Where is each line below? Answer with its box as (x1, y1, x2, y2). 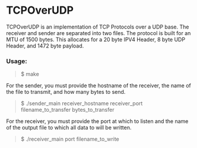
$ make (20, 71, 40, 78)
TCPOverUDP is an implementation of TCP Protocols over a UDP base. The (6, 23, 189, 30)
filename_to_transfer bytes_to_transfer (20, 106, 115, 114)
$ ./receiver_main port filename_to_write (20, 136, 120, 143)
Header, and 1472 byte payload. (6, 42, 84, 49)
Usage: (6, 57, 28, 65)
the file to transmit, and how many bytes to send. (6, 89, 126, 96)
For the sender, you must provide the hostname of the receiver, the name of (6, 82, 191, 89)
